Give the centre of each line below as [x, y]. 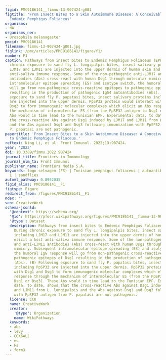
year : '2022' [19, 148]
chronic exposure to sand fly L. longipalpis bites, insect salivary [83, 65]
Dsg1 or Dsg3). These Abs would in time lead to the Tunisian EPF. [85, 281]
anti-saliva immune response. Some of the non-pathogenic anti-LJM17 [83, 74]
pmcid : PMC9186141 [24, 42]
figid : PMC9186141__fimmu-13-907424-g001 [48, 10]
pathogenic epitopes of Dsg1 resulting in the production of [78, 258]
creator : [19, 309]
